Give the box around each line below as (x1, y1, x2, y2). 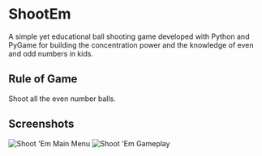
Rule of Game (8, 72, 78, 86)
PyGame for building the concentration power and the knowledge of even (8, 40, 254, 49)
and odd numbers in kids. (8, 48, 93, 58)
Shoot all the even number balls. (8, 94, 116, 103)
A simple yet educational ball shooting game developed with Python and (8, 32, 250, 41)
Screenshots (8, 117, 75, 131)
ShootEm (8, 5, 71, 23)
